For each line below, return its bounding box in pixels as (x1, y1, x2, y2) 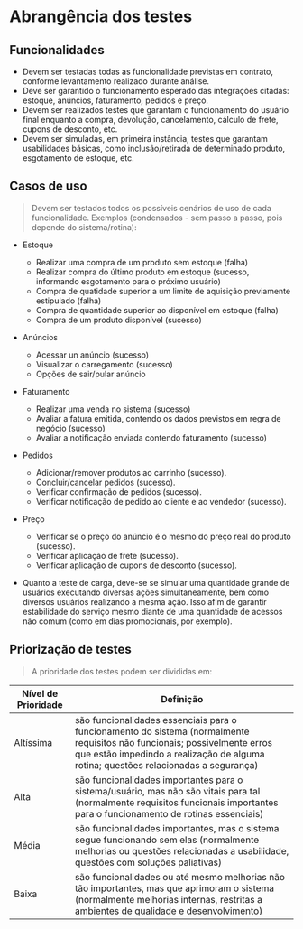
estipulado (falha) (35, 295, 102, 306)
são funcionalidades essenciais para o (75, 713, 237, 726)
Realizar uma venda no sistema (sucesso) (35, 404, 191, 414)
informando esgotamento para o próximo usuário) (35, 275, 221, 286)
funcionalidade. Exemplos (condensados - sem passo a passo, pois (31, 212, 283, 223)
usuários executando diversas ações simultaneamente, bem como (22, 587, 269, 598)
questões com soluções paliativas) (75, 856, 223, 869)
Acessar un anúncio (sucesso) (35, 349, 150, 360)
